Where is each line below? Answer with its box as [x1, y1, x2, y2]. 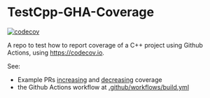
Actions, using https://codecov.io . [7, 48, 105, 57]
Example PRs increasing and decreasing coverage [17, 75, 162, 84]
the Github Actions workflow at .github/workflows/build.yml [17, 83, 190, 91]
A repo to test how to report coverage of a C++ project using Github [7, 41, 203, 49]
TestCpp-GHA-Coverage [7, 4, 155, 20]
